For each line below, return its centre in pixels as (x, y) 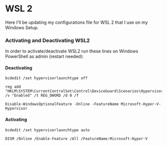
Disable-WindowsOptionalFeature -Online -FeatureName (62, 104)
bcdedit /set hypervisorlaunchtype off (46, 78)
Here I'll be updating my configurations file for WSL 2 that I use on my (77, 22)
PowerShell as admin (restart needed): (44, 56)
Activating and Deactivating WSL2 (48, 40)
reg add (13, 87)
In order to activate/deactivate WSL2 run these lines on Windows (72, 51)
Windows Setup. (22, 27)
